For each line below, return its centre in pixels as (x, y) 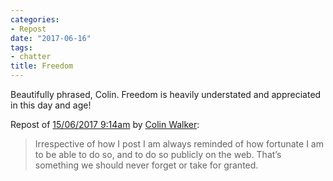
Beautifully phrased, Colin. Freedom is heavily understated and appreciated (166, 94)
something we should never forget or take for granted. (146, 165)
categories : (35, 19)
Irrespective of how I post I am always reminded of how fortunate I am (179, 144)
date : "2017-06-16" (51, 38)
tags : (21, 47)
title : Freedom (42, 66)
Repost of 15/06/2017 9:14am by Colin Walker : (105, 124)
